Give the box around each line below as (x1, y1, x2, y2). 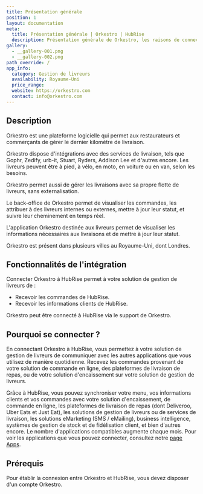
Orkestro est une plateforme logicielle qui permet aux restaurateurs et (6, 131, 180, 139)
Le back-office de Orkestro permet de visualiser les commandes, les (6, 199, 177, 206)
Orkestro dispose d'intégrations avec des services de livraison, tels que (6, 150, 184, 157)
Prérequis (6, 458, 44, 469)
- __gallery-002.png (11, 54, 63, 60)
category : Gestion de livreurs (11, 71, 91, 77)
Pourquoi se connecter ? (6, 329, 101, 340)
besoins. (6, 169, 28, 176)
